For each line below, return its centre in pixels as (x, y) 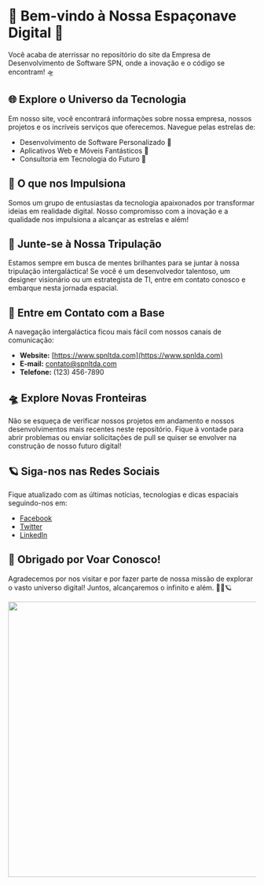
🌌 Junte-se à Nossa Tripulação (85, 244)
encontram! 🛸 (31, 72)
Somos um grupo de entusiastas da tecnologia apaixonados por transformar (132, 202)
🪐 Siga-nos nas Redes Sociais (84, 472)
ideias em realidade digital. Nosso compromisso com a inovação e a (118, 211)
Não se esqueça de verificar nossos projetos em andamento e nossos (121, 421)
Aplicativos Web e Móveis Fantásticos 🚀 (84, 150)
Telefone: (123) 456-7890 (62, 372)
